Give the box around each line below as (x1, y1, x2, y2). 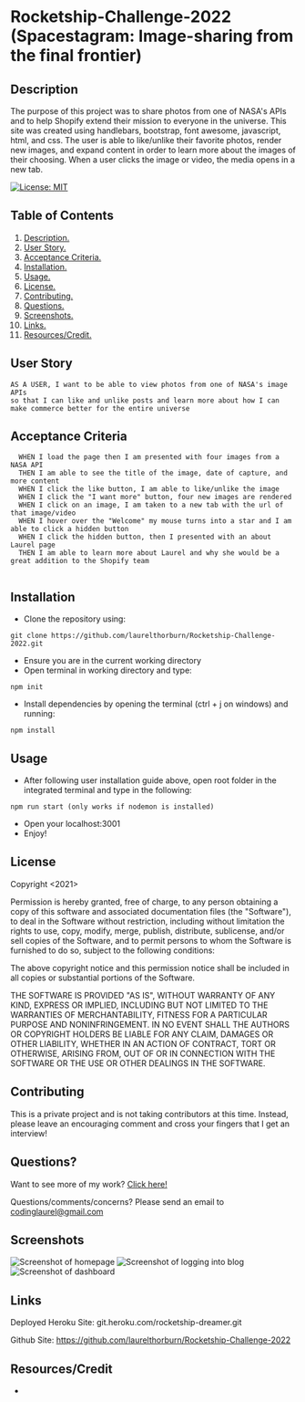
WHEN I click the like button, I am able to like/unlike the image (18, 485, 280, 494)
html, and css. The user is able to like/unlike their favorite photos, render (10, 135, 282, 145)
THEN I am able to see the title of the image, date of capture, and (18, 468, 288, 478)
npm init (10, 683, 44, 692)
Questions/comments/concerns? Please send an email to (10, 1196, 225, 1207)
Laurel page (10, 540, 56, 549)
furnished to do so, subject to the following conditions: (10, 945, 215, 956)
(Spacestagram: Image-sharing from (10, 26, 294, 47)
